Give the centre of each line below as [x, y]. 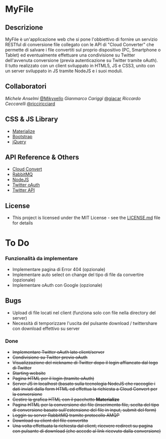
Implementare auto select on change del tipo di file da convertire [78, 274]
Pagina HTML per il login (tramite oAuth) [53, 378]
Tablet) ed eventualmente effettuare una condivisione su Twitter [70, 55]
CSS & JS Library [32, 119]
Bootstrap [22, 136]
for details [22, 223]
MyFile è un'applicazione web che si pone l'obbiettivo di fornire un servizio [82, 39]
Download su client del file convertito [50, 420]
